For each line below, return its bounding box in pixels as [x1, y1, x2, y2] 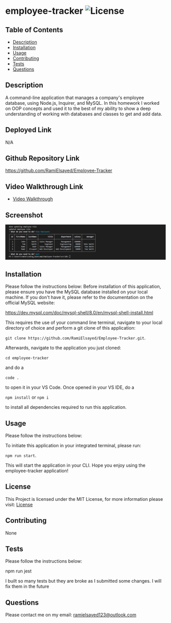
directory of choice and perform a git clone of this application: [5, 325, 136, 331]
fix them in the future [5, 583, 49, 590]
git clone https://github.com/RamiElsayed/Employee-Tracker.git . [5, 335, 146, 341]
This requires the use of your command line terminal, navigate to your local [5, 319, 163, 326]
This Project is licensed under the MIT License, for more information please [5, 496, 163, 502]
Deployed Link [5, 126, 52, 134]
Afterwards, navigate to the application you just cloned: [5, 345, 121, 351]
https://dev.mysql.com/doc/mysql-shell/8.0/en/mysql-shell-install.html [5, 310, 154, 316]
